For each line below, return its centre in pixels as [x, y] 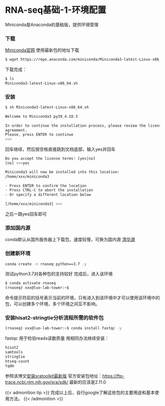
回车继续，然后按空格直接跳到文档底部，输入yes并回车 [60, 149]
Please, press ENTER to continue [39, 135]
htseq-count [17, 361]
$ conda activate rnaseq [30, 283]
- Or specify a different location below [48, 195]
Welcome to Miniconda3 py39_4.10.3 [41, 116]
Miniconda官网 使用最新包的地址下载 [42, 50]
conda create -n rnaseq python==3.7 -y [46, 264]
